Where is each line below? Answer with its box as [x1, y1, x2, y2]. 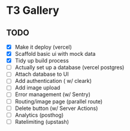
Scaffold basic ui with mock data [14, 50, 96, 58]
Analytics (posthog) [14, 111, 64, 118]
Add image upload [14, 84, 61, 91]
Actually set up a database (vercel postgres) [14, 64, 125, 71]
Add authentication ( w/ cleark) [14, 78, 92, 85]
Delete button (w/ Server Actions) [14, 105, 98, 112]
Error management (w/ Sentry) [14, 91, 91, 98]
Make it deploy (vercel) [14, 43, 72, 50]
